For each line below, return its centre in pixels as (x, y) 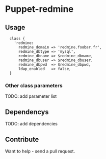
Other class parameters (34, 85)
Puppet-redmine (39, 9)
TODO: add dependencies (31, 124)
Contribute (22, 139)
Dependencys (27, 112)
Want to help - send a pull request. (40, 151)
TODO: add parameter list (31, 96)
